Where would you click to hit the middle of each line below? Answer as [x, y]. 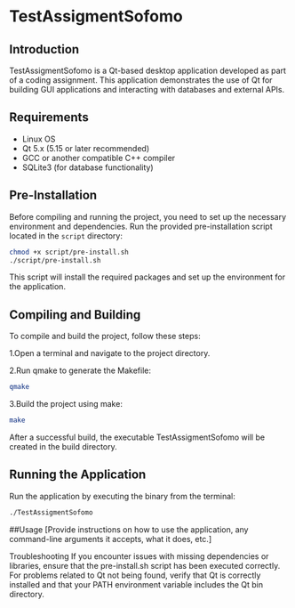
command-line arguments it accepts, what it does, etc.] [111, 539]
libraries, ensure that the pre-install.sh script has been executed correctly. [145, 565]
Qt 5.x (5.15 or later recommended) [85, 148]
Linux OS [39, 139]
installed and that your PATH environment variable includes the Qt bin [136, 584]
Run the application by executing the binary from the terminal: [122, 496]
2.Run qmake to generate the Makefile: [80, 370]
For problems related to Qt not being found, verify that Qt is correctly [135, 575]
